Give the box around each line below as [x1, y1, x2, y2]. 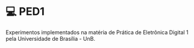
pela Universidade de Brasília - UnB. [5, 35, 96, 42]
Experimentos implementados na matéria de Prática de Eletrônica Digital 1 [5, 28, 189, 36]
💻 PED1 [5, 5, 45, 19]
